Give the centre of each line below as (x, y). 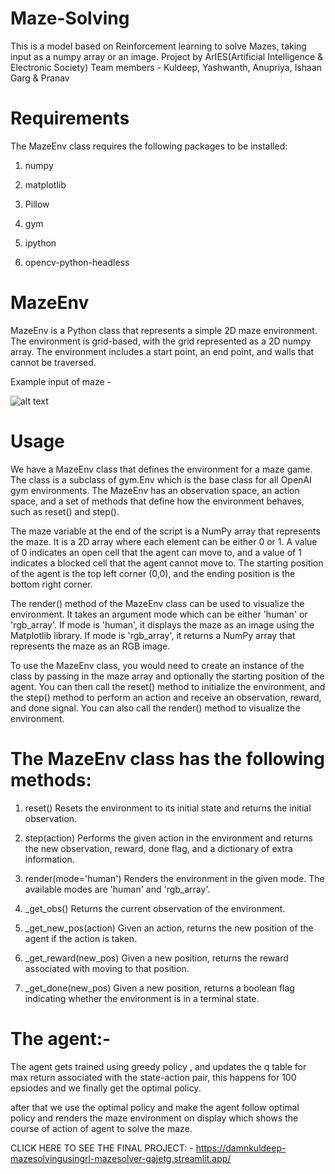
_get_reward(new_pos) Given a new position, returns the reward (156, 958)
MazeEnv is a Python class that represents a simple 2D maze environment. (164, 330)
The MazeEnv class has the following (167, 758)
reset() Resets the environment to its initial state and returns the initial (168, 808)
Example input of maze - (61, 381)
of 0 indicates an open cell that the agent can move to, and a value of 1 (156, 552)
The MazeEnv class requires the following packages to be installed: (149, 146)
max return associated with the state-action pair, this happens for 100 (153, 1077)
